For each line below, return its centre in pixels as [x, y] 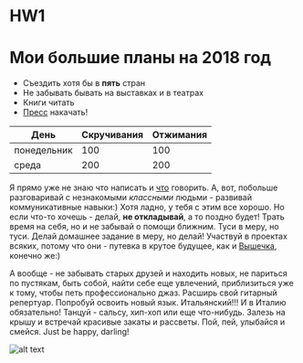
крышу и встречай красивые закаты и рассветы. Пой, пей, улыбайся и [147, 322]
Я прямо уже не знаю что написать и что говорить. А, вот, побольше [144, 187]
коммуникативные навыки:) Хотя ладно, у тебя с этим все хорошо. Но [147, 208]
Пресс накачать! [55, 112]
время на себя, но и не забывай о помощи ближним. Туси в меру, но [145, 227]
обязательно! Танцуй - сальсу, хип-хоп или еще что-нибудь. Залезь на [147, 313]
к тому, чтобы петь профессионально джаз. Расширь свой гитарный [143, 293]
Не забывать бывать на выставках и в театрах [113, 93]
